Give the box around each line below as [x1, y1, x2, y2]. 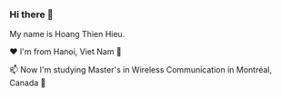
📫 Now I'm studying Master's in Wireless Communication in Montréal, [9, 64, 273, 75]
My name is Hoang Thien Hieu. [9, 29, 125, 40]
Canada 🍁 [9, 77, 46, 89]
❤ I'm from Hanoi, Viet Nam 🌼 [9, 46, 123, 57]
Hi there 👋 [9, 8, 55, 21]
